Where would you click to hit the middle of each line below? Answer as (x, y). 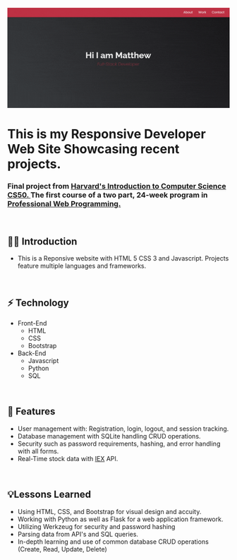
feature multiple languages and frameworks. (82, 266)
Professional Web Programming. (64, 204)
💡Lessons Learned (49, 495)
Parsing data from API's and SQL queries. (78, 534)
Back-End (32, 353)
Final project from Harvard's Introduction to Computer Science (117, 186)
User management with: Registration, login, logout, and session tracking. (123, 429)
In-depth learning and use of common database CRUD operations (113, 542)
